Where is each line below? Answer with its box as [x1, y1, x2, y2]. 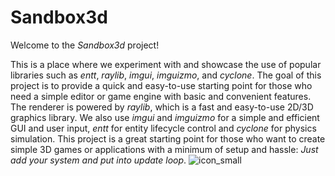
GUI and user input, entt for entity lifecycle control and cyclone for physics [10, 122, 317, 134]
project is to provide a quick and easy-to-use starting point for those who [10, 79, 313, 91]
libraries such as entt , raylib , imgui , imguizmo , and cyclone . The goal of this [10, 69, 322, 81]
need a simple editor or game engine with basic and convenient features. [10, 90, 312, 102]
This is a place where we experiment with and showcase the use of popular [10, 58, 322, 70]
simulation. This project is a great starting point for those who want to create [10, 132, 326, 145]
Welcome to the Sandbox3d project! [10, 39, 160, 51]
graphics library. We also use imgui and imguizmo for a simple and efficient [10, 111, 320, 123]
